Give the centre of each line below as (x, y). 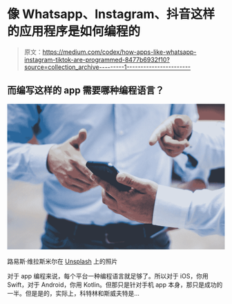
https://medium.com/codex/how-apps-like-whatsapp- (119, 52)
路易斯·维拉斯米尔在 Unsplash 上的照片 (62, 261)
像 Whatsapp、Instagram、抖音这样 (111, 14)
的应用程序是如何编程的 (74, 31)
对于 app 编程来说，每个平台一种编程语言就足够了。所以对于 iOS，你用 (108, 276)
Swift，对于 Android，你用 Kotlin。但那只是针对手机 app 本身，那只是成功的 (115, 285)
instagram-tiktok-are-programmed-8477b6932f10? (97, 59)
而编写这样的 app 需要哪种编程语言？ (86, 91)
